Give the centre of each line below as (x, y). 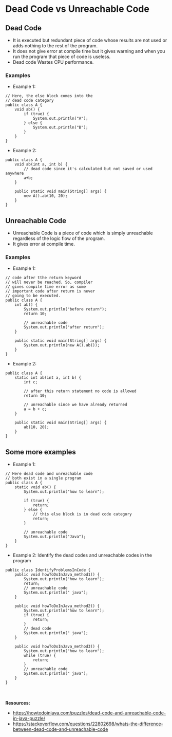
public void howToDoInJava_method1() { (57, 575)
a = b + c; (35, 409)
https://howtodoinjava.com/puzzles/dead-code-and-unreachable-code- (89, 713)
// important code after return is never (50, 291)
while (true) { (40, 656)
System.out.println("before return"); (65, 309)
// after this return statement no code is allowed (80, 391)
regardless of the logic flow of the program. (59, 238)
